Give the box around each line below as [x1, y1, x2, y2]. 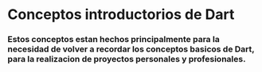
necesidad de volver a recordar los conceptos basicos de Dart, [7, 44, 255, 55]
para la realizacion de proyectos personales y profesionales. [7, 54, 246, 65]
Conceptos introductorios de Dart [7, 6, 235, 24]
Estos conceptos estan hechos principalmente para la [7, 34, 220, 45]
